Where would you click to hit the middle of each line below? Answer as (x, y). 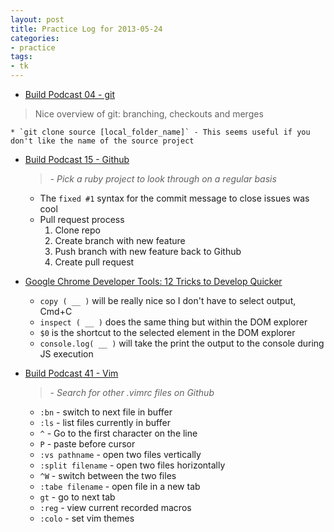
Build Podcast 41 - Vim (71, 373)
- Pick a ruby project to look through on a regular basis (163, 179)
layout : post (37, 19)
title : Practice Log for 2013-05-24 (86, 29)
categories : (35, 38)
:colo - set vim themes (87, 518)
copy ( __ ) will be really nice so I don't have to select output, (168, 300)
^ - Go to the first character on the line (118, 433)
